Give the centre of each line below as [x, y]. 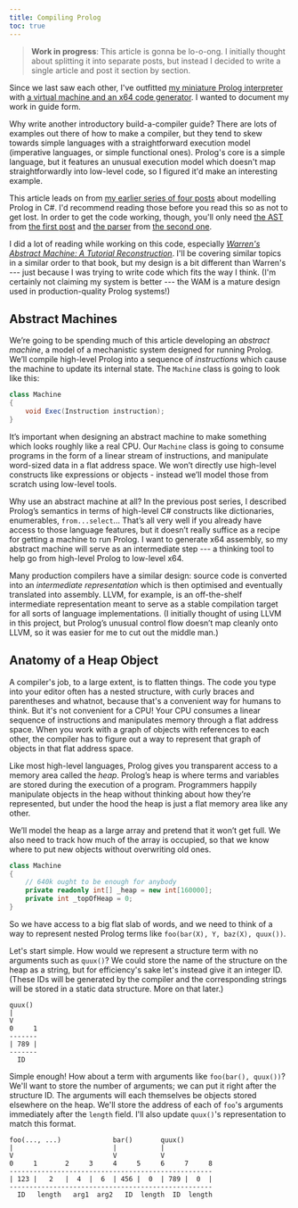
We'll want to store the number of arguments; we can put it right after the [143, 1086]
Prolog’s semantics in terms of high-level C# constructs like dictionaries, [142, 510]
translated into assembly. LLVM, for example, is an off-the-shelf [126, 594]
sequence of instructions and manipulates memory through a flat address [144, 720]
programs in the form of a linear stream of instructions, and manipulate [139, 455]
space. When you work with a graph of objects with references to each [139, 729]
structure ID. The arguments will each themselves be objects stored [133, 1095]
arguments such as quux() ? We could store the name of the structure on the [148, 960]
